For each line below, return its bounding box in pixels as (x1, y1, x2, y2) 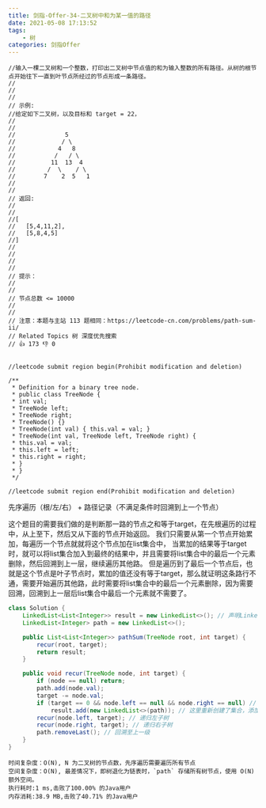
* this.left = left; (11, 446, 80, 454)
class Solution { (8, 605, 66, 613)
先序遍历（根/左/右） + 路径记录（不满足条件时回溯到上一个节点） (8, 503, 223, 512)
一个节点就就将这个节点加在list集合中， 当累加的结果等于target (42, 539, 247, 548)
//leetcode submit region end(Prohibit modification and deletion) (8, 487, 236, 495)
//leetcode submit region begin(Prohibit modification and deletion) (8, 363, 243, 371)
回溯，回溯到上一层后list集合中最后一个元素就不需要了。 (8, 589, 192, 598)
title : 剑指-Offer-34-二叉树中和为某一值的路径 (8, 11, 152, 20)
